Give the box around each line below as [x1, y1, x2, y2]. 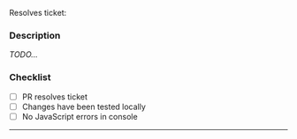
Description [9, 29, 61, 41]
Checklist [9, 71, 51, 84]
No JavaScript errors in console [21, 111, 139, 121]
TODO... [9, 49, 38, 60]
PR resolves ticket [21, 91, 88, 102]
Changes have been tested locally [21, 101, 146, 112]
